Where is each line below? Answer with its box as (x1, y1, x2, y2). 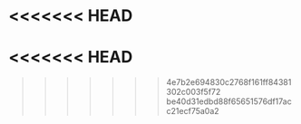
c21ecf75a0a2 (166, 106, 219, 117)
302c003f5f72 (166, 87, 221, 98)
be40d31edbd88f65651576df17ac (166, 96, 292, 107)
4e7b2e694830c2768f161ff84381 (166, 77, 292, 88)
